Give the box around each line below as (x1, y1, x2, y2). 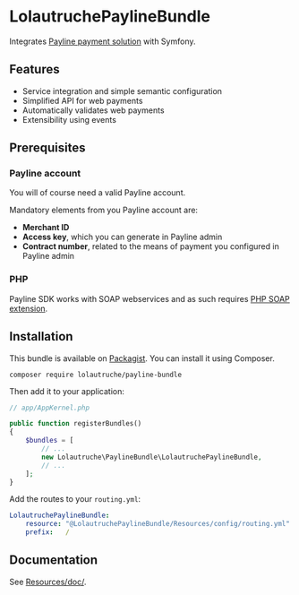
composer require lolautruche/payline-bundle (9, 370, 182, 379)
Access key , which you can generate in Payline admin (21, 231, 223, 243)
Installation (9, 329, 73, 344)
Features (9, 62, 60, 77)
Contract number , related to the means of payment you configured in (21, 241, 279, 252)
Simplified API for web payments (21, 95, 143, 106)
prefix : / (25, 528, 70, 537)
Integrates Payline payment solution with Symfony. (9, 36, 196, 47)
